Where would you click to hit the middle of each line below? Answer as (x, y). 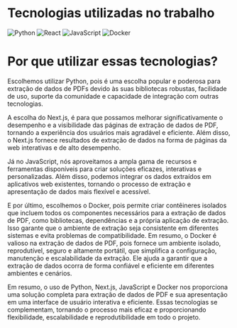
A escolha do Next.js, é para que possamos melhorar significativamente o (115, 117)
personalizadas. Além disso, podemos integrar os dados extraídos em (109, 176)
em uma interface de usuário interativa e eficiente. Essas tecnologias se (112, 302)
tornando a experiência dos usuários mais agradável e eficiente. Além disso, (119, 132)
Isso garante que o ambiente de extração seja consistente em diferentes (113, 228)
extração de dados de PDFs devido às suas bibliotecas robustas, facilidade (117, 88)
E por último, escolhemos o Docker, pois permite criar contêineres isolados (117, 205)
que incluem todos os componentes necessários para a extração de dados (117, 213)
